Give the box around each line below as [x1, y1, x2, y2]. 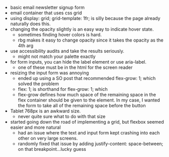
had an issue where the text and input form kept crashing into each [17, 130, 160, 135]
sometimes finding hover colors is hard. [17, 32, 102, 37]
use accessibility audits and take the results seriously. [10, 48, 125, 54]
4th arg [17, 43, 33, 48]
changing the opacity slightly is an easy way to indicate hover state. [10, 26, 154, 32]
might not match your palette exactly [17, 53, 96, 60]
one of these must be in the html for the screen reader [17, 64, 133, 70]
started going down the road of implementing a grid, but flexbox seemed [10, 119, 164, 125]
